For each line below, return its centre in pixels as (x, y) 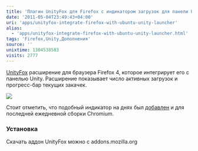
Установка (22, 129)
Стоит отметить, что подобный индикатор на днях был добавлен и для (95, 107)
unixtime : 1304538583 (33, 50)
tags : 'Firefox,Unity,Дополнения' (49, 39)
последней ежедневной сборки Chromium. (60, 113)
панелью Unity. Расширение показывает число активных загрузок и (92, 78)
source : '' (19, 45)
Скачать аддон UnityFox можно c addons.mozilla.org (72, 142)
